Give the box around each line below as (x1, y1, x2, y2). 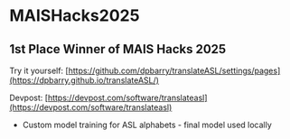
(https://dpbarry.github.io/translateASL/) (9, 75, 160, 86)
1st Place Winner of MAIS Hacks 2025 (9, 42, 227, 57)
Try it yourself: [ (9, 65, 70, 76)
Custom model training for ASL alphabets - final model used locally (22, 119, 273, 130)
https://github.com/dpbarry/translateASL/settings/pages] (68, 65, 281, 76)
